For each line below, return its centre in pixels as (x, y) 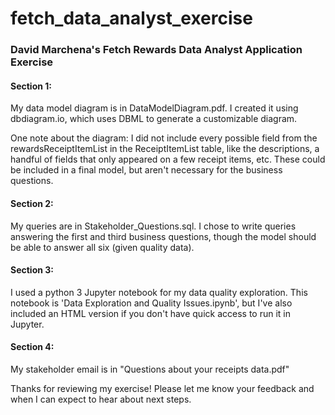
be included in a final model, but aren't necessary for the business (146, 170)
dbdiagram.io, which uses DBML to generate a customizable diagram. (154, 119)
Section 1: (31, 86)
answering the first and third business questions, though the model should (163, 236)
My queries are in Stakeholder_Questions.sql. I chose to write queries (153, 226)
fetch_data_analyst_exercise (131, 18)
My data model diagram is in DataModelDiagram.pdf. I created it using (154, 108)
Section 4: (32, 347)
